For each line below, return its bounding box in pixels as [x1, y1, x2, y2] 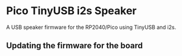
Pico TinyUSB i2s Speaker [6, 4, 137, 18]
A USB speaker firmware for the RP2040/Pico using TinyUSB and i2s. [6, 24, 177, 31]
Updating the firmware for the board [6, 41, 143, 51]
